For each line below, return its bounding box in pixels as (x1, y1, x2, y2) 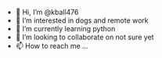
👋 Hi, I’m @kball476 (15, 8, 79, 16)
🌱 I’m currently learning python (15, 24, 116, 33)
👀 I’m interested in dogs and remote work (15, 16, 149, 25)
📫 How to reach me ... (15, 42, 88, 50)
